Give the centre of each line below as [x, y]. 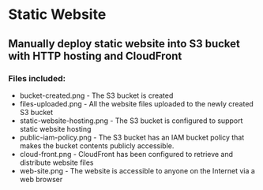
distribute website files [56, 162]
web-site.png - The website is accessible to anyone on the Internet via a [137, 170]
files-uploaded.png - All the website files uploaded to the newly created [137, 103]
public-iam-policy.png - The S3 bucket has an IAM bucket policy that [132, 137]
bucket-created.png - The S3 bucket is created [96, 95]
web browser [41, 179]
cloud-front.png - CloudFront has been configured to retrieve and [126, 154]
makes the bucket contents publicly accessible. [97, 145]
